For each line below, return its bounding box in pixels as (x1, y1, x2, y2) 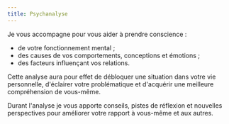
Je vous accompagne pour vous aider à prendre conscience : (7, 30, 187, 38)
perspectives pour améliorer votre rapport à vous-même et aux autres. (7, 108, 214, 117)
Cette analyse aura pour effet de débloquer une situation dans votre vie (7, 72, 216, 81)
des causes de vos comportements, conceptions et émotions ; (17, 51, 201, 60)
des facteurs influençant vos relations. (17, 58, 130, 67)
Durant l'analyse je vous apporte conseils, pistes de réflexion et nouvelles (7, 101, 223, 110)
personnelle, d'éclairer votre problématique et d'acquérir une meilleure (7, 79, 214, 89)
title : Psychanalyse (7, 10, 69, 18)
